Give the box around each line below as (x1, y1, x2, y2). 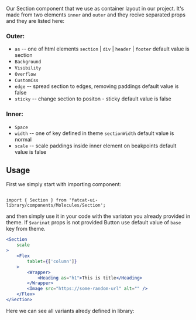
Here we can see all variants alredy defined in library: (6, 307, 135, 314)
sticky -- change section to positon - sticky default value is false (14, 95, 171, 102)
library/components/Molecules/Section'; (6, 203, 106, 208)
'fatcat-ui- (68, 197, 98, 203)
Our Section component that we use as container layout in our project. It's (6, 5, 184, 12)
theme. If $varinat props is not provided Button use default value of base (6, 219, 181, 226)
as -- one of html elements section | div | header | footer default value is (14, 45, 190, 52)
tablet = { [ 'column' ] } (27, 258, 77, 264)
